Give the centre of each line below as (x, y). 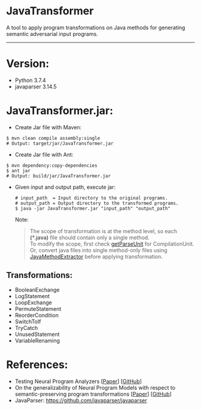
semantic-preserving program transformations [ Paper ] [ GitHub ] (93, 394)
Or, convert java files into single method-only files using (98, 250)
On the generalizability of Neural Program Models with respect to (95, 387)
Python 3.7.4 (30, 80)
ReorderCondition (36, 315)
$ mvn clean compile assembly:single (53, 138)
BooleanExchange (37, 290)
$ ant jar (19, 171)
